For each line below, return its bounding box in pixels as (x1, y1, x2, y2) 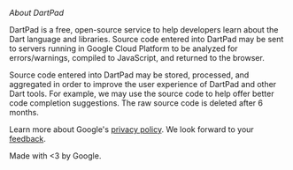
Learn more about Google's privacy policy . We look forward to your (9, 124, 254, 135)
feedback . (9, 134, 46, 144)
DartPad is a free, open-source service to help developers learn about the (9, 25, 279, 34)
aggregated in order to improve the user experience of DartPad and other (9, 79, 277, 89)
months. (9, 107, 40, 117)
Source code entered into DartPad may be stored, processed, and (9, 70, 250, 80)
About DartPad (9, 8, 65, 18)
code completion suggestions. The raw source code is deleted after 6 (9, 98, 264, 108)
